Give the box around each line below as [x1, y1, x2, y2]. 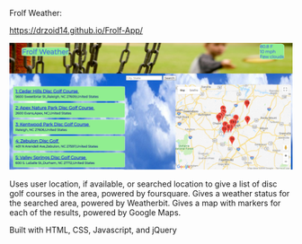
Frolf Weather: [9, 8, 63, 18]
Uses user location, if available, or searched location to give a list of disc [9, 179, 278, 189]
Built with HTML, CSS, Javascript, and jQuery [9, 224, 177, 236]
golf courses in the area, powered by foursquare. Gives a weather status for [9, 188, 290, 199]
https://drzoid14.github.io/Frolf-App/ [9, 25, 144, 35]
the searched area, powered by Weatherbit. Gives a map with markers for [9, 197, 281, 209]
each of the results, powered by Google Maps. [9, 207, 182, 218]
